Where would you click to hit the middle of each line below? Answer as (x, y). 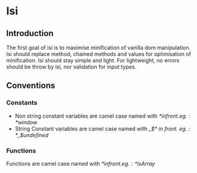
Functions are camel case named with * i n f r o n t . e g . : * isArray (80, 163)
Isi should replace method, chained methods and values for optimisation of (98, 54)
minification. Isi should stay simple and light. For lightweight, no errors (93, 60)
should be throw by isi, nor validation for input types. (71, 67)
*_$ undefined (32, 135)
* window (26, 122)
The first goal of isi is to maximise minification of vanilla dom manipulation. (98, 47)
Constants (22, 103)
